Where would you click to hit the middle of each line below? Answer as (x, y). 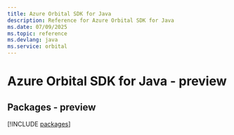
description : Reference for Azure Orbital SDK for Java (91, 20)
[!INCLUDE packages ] (39, 124)
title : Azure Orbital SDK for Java (59, 14)
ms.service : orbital (38, 46)
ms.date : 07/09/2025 (38, 27)
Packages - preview (52, 107)
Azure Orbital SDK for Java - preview (117, 81)
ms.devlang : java (33, 40)
